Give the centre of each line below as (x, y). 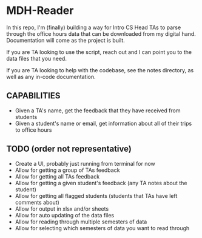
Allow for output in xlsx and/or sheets (62, 209)
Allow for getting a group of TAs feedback (67, 170)
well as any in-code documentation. (51, 76)
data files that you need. (36, 58)
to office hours (33, 130)
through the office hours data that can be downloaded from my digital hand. (101, 33)
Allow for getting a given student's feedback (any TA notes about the (101, 183)
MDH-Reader (40, 11)
